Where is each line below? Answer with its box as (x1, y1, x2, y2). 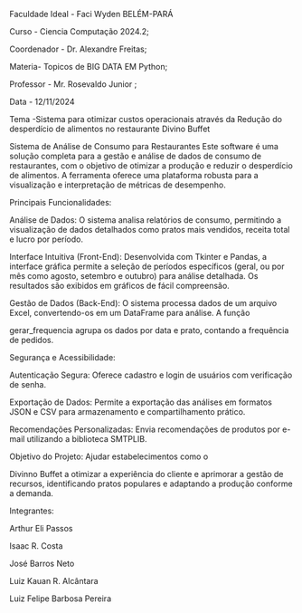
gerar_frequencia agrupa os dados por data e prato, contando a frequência (9, 325, 289, 335)
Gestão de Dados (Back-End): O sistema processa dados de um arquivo (9, 298, 278, 308)
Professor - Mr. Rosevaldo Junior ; (9, 79, 137, 90)
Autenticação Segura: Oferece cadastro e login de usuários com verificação (9, 369, 293, 380)
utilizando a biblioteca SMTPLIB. (26, 434, 147, 444)
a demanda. (9, 488, 54, 498)
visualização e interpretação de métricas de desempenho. (9, 179, 226, 190)
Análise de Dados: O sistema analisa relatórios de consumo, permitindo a (9, 215, 282, 225)
